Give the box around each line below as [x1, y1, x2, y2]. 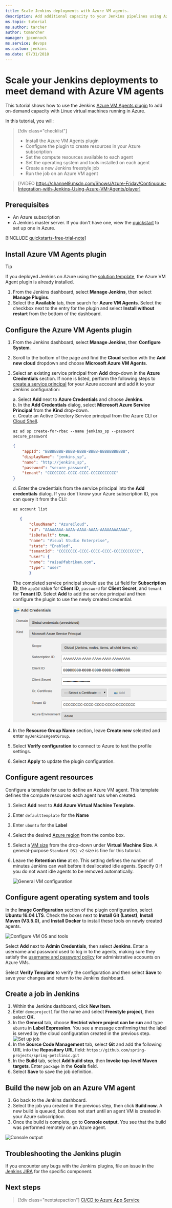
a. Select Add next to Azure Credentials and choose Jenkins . [12, 396, 144, 402]
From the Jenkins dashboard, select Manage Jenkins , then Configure [12, 339, 161, 345]
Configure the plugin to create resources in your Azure [25, 143, 141, 149]
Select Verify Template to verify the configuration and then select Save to [5, 969, 162, 975]
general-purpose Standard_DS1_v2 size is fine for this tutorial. [12, 847, 141, 853]
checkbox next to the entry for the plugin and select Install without [12, 305, 155, 312]
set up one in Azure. [12, 225, 55, 231]
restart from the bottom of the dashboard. [12, 311, 102, 317]
